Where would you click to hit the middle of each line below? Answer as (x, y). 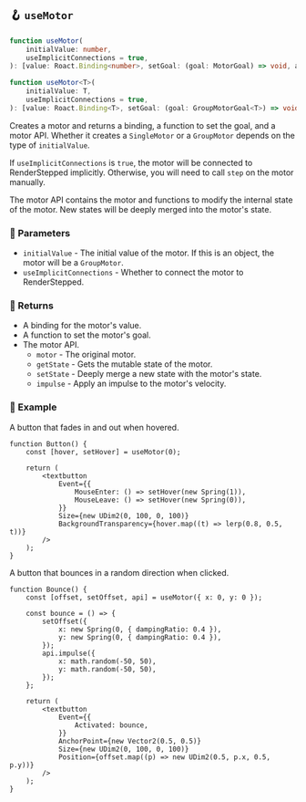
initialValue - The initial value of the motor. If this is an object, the (148, 253)
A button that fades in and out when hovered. (94, 427)
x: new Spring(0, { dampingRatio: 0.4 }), (140, 629)
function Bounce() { (49, 589)
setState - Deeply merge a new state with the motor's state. (149, 374)
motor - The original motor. (86, 355)
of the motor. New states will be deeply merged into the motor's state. (140, 209)
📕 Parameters (40, 233)
